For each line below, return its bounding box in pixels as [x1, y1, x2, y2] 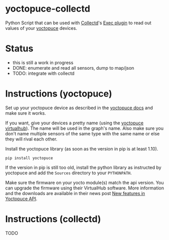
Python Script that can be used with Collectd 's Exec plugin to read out [5, 20, 152, 26]
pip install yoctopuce [5, 155, 53, 161]
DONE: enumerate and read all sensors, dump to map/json [12, 65, 135, 71]
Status [5, 43, 34, 55]
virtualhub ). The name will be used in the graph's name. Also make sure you [5, 125, 164, 131]
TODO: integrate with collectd [12, 70, 75, 76]
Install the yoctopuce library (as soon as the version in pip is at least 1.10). [5, 146, 158, 152]
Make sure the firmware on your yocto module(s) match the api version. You [5, 179, 164, 185]
